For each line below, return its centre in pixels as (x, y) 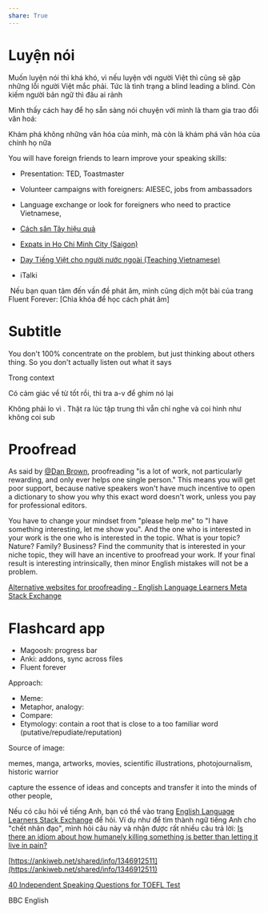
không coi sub (32, 417)
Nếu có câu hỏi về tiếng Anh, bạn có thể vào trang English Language (122, 811)
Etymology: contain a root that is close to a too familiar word (119, 724)
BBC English (29, 900)
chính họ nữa (30, 142)
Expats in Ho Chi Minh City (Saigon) (79, 244)
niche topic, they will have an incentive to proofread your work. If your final (132, 555)
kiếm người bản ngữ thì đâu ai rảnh (66, 94)
